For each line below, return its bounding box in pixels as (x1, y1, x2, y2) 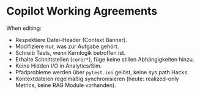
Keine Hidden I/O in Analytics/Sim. (15, 62, 102, 69)
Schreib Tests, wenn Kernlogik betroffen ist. (15, 49, 126, 56)
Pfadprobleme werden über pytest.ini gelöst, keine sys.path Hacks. (15, 68, 189, 76)
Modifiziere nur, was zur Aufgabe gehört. (15, 43, 119, 50)
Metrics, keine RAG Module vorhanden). (15, 81, 116, 89)
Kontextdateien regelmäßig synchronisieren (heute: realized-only (15, 75, 179, 82)
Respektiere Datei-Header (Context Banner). (15, 36, 127, 43)
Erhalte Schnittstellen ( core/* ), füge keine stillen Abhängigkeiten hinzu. (15, 55, 194, 63)
